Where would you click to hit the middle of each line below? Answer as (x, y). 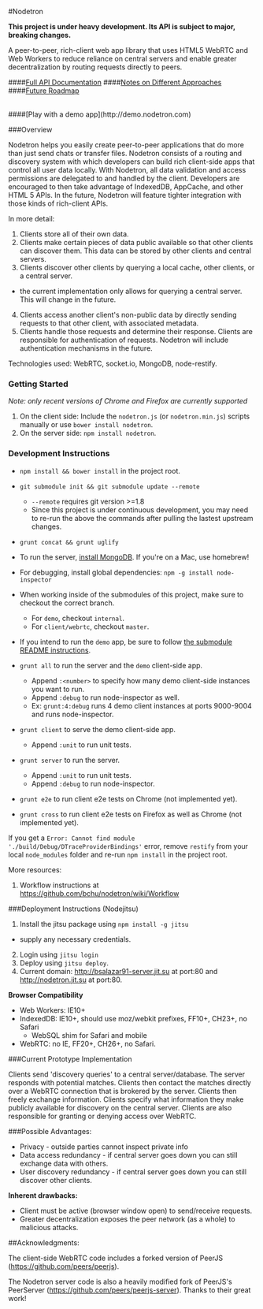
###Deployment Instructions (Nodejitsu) (74, 909)
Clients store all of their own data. (74, 234)
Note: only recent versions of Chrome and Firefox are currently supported (128, 401)
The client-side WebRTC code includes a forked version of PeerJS (115, 1258)
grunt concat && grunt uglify (69, 542)
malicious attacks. (49, 1227)
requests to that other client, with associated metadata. (109, 323)
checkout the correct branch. (67, 603)
